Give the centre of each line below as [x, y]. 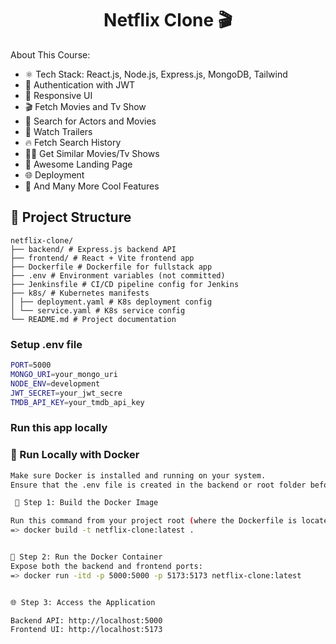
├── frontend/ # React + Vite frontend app [102, 258]
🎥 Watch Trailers [58, 131]
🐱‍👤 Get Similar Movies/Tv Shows [92, 153]
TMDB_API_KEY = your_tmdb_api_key [77, 402]
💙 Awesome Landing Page [78, 164]
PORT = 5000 [31, 365]
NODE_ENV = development [55, 383]
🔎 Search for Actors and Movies [90, 121]
